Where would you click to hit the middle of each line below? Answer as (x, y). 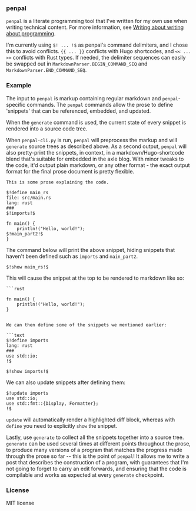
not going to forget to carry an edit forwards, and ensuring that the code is (97, 469)
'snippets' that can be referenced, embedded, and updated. (79, 111)
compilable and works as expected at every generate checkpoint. (85, 475)
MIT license (20, 503)
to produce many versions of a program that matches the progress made (94, 450)
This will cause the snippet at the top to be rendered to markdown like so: (95, 278)
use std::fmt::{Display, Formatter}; (52, 403)
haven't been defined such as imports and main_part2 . (72, 256)
